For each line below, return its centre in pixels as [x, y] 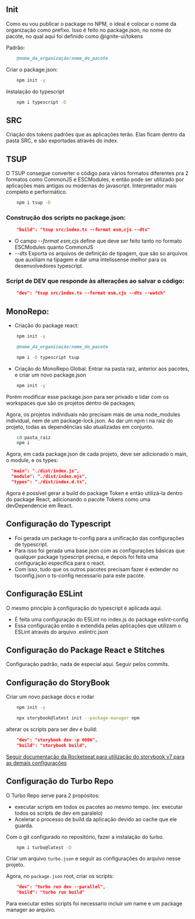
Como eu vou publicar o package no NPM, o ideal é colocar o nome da [91, 23]
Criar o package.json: [32, 69]
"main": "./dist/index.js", [46, 471]
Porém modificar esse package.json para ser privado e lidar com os [88, 397]
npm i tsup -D [34, 203]
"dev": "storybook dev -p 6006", [57, 740]
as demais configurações [36, 763]
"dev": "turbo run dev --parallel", [61, 887]
